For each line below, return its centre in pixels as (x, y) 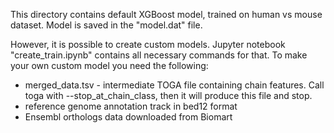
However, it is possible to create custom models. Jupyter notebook (148, 44)
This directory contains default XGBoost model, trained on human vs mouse (166, 14)
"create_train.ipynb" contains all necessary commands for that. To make (159, 55)
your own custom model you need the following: (109, 65)
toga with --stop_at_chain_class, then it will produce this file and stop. (168, 95)
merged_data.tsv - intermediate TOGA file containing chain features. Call (174, 85)
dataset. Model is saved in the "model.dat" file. (106, 25)
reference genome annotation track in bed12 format (131, 106)
